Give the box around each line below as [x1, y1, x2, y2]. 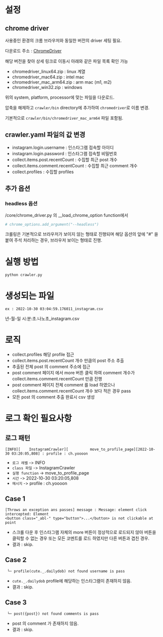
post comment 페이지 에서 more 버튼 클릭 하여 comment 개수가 [12, 370, 135, 376]
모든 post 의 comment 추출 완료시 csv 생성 [12, 394, 95, 400]
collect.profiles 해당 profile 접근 [12, 352, 74, 357]
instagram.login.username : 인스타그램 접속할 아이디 [12, 144, 114, 150]
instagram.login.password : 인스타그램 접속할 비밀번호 [12, 150, 118, 156]
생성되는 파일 [5, 290, 54, 301]
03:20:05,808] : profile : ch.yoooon [11, 451, 89, 456]
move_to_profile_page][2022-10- [90, 447, 156, 452]
